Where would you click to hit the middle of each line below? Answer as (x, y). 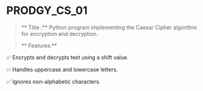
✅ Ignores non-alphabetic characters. (53, 81)
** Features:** (39, 45)
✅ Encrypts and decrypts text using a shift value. (67, 57)
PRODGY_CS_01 (47, 11)
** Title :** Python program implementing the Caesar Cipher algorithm (109, 27)
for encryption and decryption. (60, 33)
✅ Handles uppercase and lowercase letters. (62, 69)
